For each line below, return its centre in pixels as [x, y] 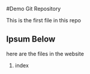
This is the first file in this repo [43, 20]
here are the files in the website [45, 54]
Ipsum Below [31, 39]
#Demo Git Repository [34, 9]
